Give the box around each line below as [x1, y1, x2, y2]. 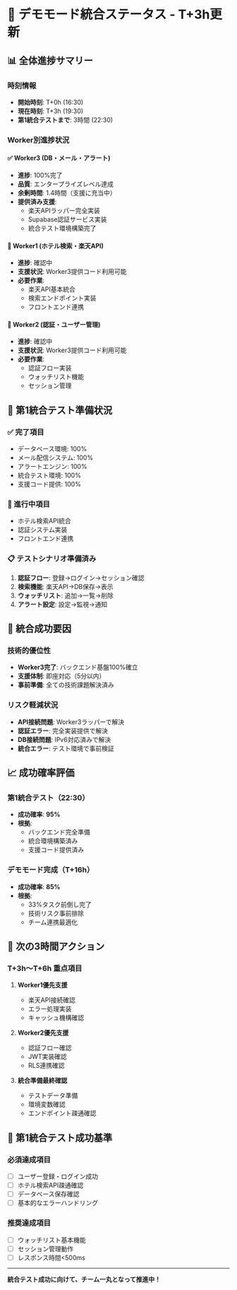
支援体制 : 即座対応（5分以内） [17, 672, 106, 680]
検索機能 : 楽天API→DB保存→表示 [17, 582, 114, 591]
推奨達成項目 [7, 1218, 51, 1228]
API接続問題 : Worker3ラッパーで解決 [17, 717, 125, 726]
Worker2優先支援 [17, 1028, 69, 1037]
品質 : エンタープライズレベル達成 [17, 180, 114, 188]
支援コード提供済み [28, 846, 85, 854]
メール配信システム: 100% [17, 453, 94, 462]
